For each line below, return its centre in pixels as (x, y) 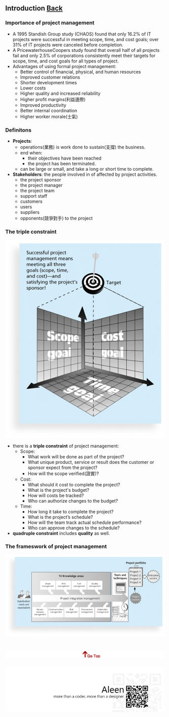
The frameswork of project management (56, 546)
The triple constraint (31, 232)
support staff (34, 196)
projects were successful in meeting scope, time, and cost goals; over (86, 39)
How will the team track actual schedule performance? (85, 522)
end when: (31, 152)
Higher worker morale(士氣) (49, 116)
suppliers (30, 212)
